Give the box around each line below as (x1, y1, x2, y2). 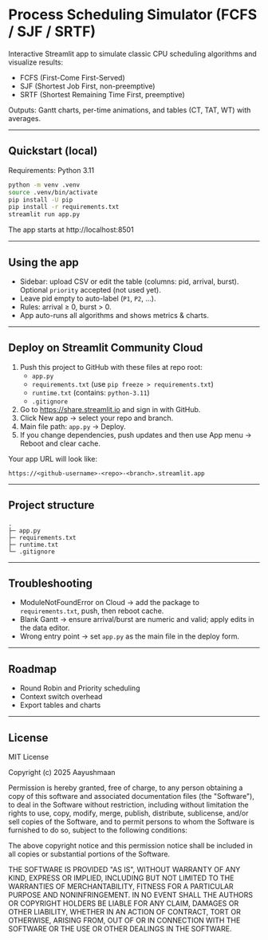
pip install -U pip (8, 195, 73, 204)
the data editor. (19, 623, 70, 633)
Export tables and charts (19, 700, 101, 710)
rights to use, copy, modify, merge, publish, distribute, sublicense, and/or (8, 808, 249, 818)
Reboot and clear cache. (19, 439, 101, 448)
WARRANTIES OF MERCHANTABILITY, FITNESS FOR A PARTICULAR (8, 882, 234, 891)
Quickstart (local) (8, 144, 98, 158)
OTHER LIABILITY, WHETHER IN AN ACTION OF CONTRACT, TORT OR (8, 907, 241, 916)
